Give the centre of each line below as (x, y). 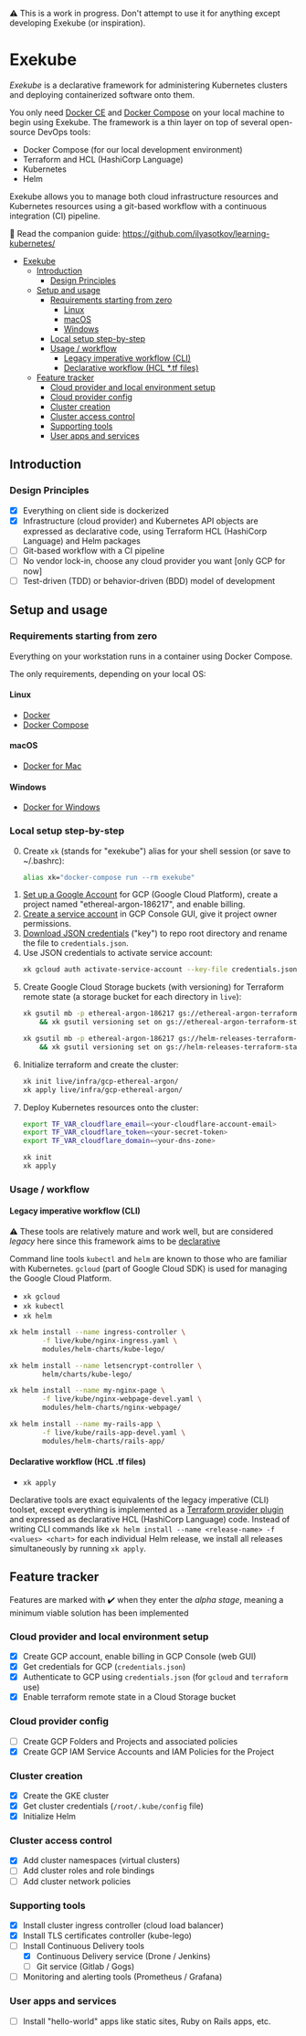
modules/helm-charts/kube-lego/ (104, 1349)
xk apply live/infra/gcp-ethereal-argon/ (102, 1090)
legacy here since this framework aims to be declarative (115, 1241)
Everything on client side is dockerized (95, 510)
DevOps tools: (64, 132)
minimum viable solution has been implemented (99, 1613)
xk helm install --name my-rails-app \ (85, 1425)
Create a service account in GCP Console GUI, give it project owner (150, 914)
